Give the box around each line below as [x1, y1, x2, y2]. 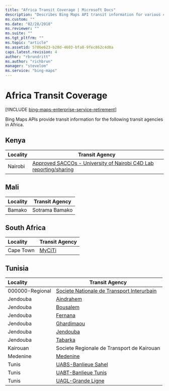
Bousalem [56, 304, 79, 311]
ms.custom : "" [5, 17, 35, 22]
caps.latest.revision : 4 [5, 49, 57, 54]
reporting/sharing [32, 166, 74, 173]
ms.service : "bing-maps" [5, 68, 57, 73]
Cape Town [8, 247, 35, 254]
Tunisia [5, 264, 29, 272]
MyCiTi [39, 247, 57, 254]
